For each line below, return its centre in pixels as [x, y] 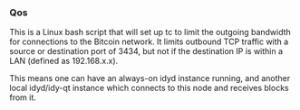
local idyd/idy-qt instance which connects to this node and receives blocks [149, 88]
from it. [23, 97]
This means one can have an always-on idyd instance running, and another [150, 78]
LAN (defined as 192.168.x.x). [64, 61]
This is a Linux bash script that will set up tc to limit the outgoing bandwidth [150, 32]
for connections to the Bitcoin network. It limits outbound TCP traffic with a [149, 41]
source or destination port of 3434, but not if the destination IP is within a [146, 51]
